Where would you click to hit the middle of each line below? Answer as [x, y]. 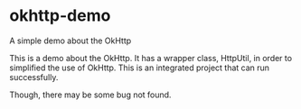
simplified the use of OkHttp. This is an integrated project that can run [139, 68]
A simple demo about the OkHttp [71, 41]
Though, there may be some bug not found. [90, 95]
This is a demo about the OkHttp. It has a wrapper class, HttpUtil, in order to [150, 58]
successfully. [34, 77]
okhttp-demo [60, 16]
